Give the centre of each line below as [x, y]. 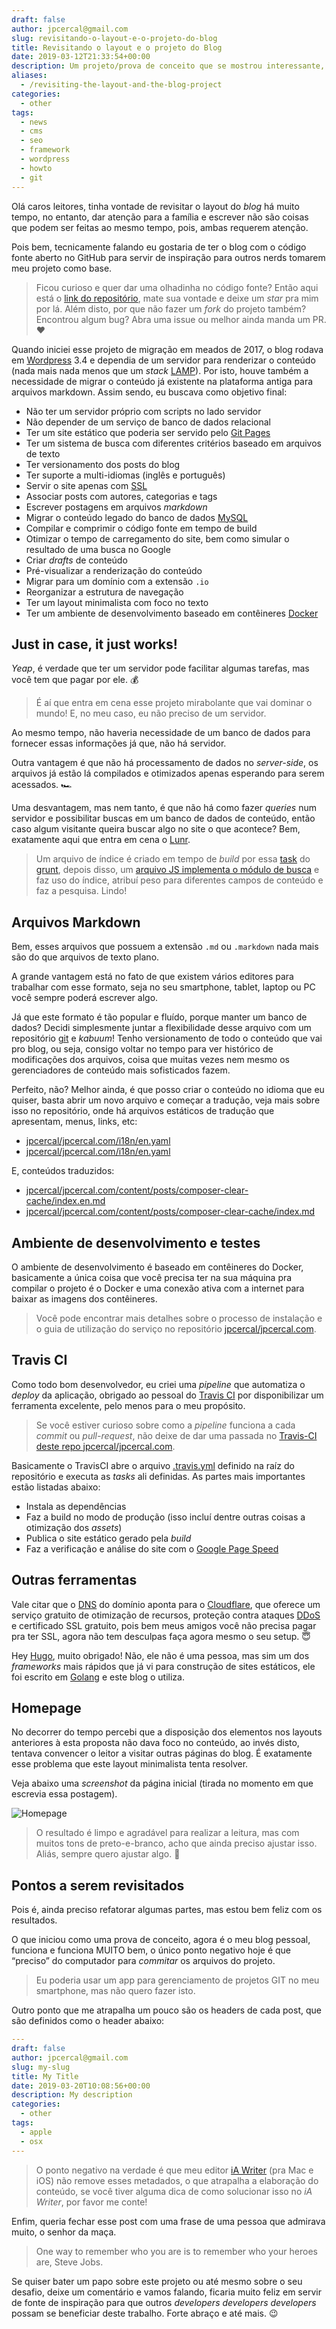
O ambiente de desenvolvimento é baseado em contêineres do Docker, [157, 1267]
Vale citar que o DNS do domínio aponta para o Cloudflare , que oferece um [166, 1604]
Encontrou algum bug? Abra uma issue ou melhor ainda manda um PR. [181, 319]
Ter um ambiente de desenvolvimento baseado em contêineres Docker [172, 613]
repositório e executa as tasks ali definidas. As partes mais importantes [158, 1476]
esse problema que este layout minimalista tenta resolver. [130, 1764]
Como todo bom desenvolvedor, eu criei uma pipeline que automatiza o [158, 1384]
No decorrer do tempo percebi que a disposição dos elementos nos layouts [167, 1732]
